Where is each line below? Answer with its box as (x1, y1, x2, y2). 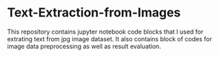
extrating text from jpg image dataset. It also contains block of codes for (7, 34, 212, 43)
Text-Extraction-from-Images (7, 5, 181, 21)
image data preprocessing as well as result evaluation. (7, 42, 162, 50)
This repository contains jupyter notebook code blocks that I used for (7, 27, 204, 36)
